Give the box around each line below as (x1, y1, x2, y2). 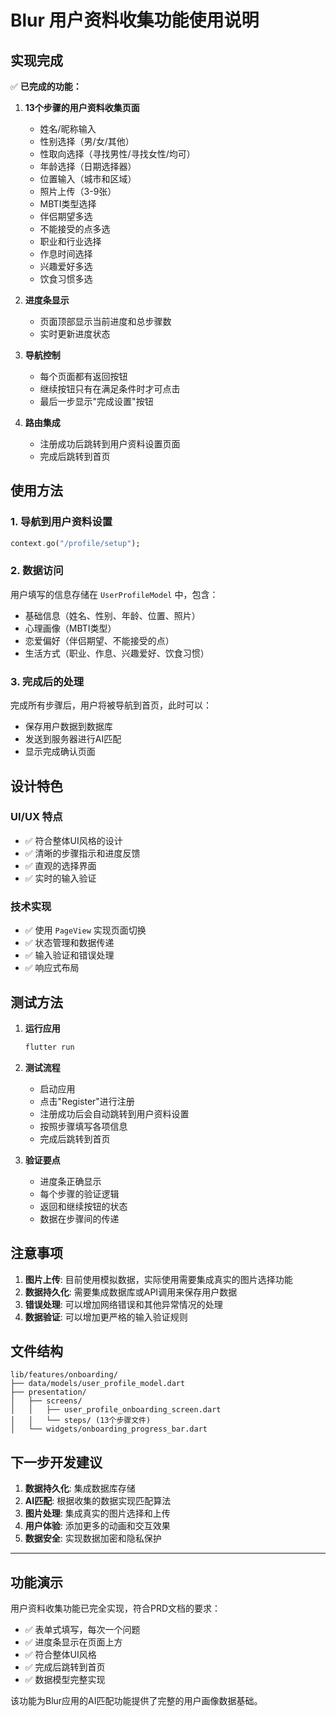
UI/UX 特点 (10, 810, 63, 824)
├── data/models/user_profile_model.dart (10, 1379, 186, 1389)
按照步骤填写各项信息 (39, 1120, 128, 1132)
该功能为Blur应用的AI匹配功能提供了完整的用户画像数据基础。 (10, 1695, 263, 1707)
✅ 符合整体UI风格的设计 (24, 834, 123, 846)
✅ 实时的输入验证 (24, 872, 97, 884)
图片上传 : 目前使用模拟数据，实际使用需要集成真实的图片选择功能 (24, 1273, 293, 1285)
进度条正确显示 (39, 1175, 102, 1187)
